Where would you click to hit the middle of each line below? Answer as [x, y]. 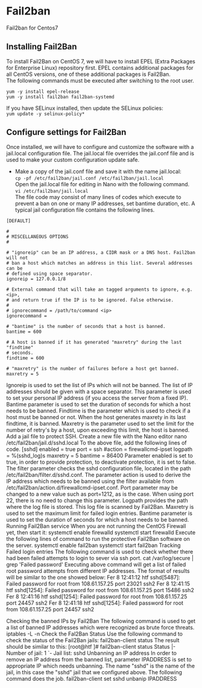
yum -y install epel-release [43, 92]
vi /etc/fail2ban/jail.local [52, 191]
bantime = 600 [24, 332]
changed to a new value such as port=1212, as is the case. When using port [100, 494]
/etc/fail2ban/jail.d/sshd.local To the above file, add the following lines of [96, 443]
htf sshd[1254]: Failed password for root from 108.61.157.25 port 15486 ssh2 [100, 590]
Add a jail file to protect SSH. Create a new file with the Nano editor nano [96, 436]
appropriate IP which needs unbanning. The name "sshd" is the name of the [100, 666]
